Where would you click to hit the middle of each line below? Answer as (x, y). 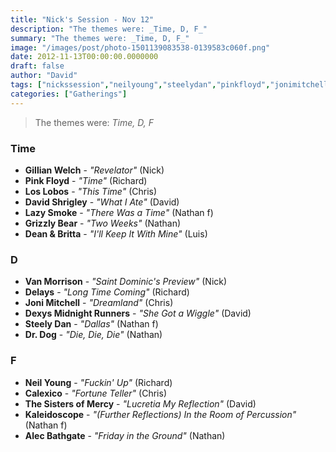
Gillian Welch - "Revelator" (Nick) (94, 170)
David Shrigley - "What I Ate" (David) (102, 202)
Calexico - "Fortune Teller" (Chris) (95, 393)
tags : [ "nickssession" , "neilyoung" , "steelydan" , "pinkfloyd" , (140, 85)
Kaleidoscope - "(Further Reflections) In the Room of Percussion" (160, 414)
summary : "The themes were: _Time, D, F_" (100, 38)
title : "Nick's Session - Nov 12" (82, 19)
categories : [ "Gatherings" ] (69, 94)
